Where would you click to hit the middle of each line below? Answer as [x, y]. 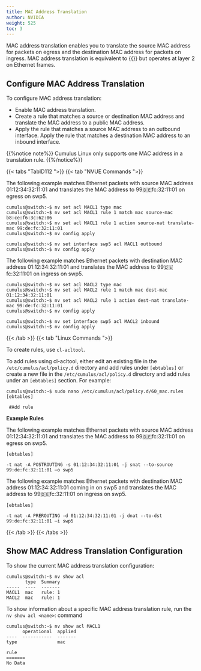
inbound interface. [38, 142]
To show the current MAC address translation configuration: [80, 565]
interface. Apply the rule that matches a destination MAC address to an [103, 135]
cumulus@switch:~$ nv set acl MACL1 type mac [64, 207]
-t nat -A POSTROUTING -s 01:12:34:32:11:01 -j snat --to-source [89, 465]
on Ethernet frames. [31, 65]
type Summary [43, 582]
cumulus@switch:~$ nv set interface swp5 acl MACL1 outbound [84, 244]
